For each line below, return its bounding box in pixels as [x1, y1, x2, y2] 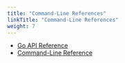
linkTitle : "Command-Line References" [7, 16, 119, 23]
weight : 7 [7, 23, 36, 29]
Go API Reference [17, 42, 68, 50]
